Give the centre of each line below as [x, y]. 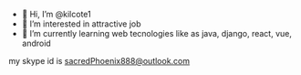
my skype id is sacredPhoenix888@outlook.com [99, 61]
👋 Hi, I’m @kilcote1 [57, 14]
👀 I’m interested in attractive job [81, 24]
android [36, 43]
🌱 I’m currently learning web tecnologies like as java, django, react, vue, [157, 33]
